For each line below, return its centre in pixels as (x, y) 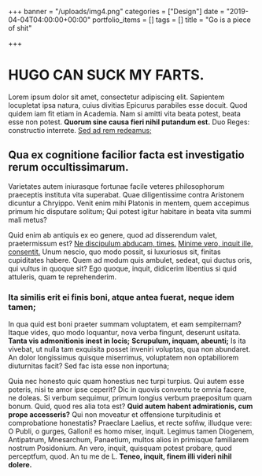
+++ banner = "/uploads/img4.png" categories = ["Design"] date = (116, 11)
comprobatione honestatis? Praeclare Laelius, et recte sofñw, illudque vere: (130, 423)
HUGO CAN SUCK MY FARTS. (106, 75)
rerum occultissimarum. (68, 167)
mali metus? (28, 220)
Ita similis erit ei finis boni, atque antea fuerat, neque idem (121, 297)
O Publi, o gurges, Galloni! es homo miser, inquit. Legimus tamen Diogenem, (131, 431)
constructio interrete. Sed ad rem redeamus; (80, 130)
